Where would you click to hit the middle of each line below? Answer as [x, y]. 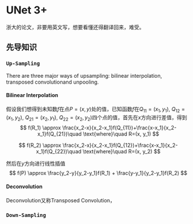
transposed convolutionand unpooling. [53, 82]
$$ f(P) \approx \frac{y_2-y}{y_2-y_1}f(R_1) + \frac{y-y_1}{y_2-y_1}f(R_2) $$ [98, 173]
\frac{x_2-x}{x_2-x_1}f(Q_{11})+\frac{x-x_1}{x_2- [119, 128]
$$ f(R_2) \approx [40, 145]
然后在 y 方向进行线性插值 [36, 164]
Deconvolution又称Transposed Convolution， [61, 200]
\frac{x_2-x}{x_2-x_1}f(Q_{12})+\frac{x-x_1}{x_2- [120, 145]
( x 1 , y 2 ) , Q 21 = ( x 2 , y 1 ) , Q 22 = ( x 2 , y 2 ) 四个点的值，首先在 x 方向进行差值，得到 [96, 118]
